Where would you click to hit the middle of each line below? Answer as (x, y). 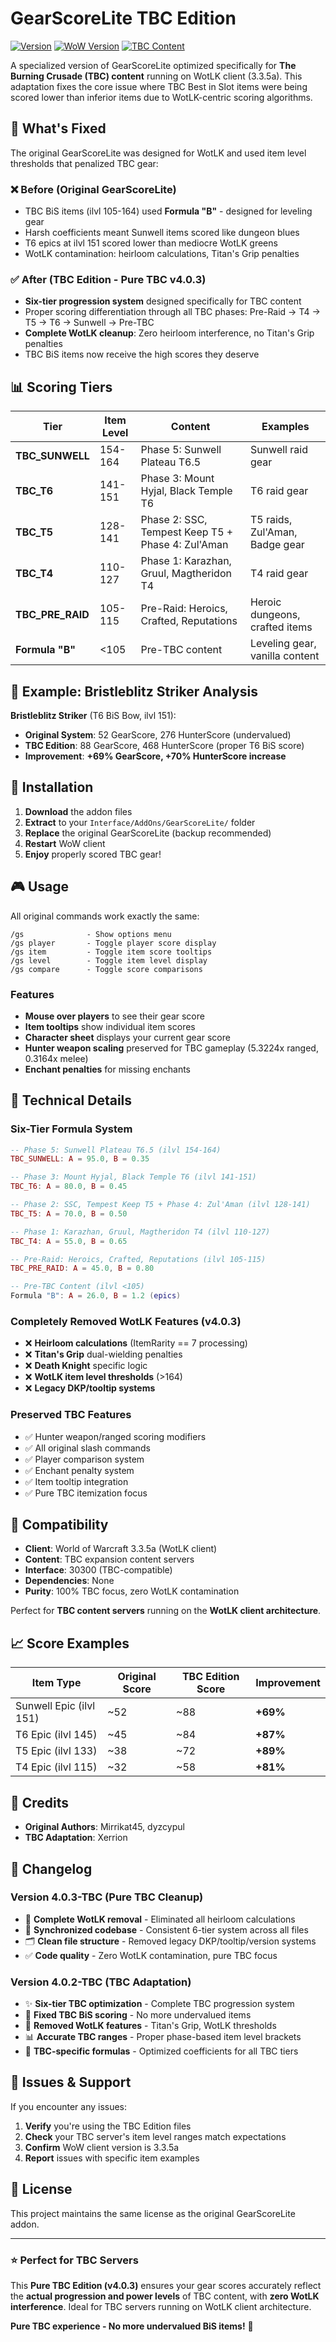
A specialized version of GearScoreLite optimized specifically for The (153, 65)
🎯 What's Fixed (58, 128)
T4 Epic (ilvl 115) (56, 1767)
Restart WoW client (65, 843)
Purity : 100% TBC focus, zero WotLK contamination (132, 1591)
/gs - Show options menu (91, 934)
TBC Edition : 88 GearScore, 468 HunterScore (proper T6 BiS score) (164, 745)
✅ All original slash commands (87, 1448)
